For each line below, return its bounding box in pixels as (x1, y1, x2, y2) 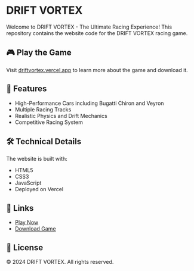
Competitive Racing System (14, 119, 84, 126)
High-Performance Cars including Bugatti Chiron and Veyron (14, 99, 164, 107)
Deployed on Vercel (14, 186, 64, 193)
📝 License (6, 242, 44, 253)
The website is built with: (6, 155, 67, 163)
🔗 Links (6, 203, 34, 213)
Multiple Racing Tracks (14, 105, 72, 113)
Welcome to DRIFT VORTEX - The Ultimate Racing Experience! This (6, 23, 172, 30)
